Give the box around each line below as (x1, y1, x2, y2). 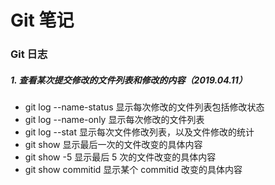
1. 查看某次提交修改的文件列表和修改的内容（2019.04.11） (10, 74, 248, 86)
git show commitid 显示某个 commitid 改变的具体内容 (24, 164, 243, 176)
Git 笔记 (10, 9, 75, 32)
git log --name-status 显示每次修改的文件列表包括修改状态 (24, 101, 265, 113)
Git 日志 (10, 47, 48, 61)
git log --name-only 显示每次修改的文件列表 (24, 114, 205, 126)
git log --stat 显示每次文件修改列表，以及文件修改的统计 (24, 126, 255, 138)
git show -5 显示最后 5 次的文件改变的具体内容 (24, 151, 217, 163)
